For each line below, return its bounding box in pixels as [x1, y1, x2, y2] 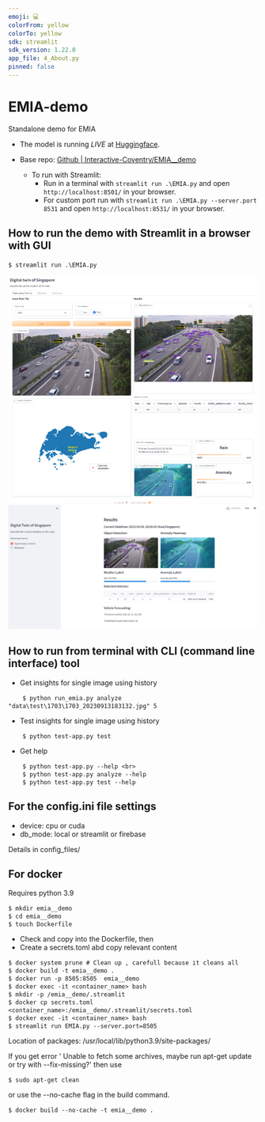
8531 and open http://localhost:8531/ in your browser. [43, 203, 225, 213]
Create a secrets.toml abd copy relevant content [19, 942, 178, 953]
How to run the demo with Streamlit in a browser [8, 226, 251, 241]
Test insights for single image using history [19, 716, 160, 726]
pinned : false [8, 63, 55, 71]
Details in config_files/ [8, 844, 81, 854]
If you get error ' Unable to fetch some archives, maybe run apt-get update [8, 1052, 252, 1061]
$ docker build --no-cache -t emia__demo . [8, 1106, 154, 1115]
